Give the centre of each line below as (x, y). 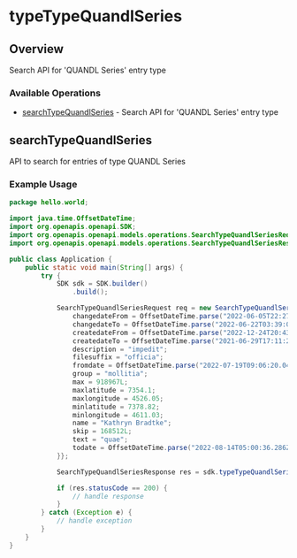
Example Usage (43, 185)
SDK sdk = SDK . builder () (102, 284)
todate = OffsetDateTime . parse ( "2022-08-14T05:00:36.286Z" (183, 448)
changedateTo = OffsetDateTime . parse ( (144, 325)
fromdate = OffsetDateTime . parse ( (136, 366)
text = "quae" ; (100, 440)
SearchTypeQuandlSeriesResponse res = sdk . (137, 472)
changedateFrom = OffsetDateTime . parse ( (148, 317)
